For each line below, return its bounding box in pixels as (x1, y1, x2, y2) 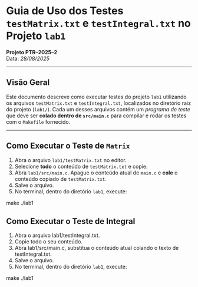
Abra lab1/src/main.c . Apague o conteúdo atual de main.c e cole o (14, 169, 178, 176)
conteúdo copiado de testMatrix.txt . (14, 175, 107, 182)
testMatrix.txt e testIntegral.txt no (6, 17, 191, 30)
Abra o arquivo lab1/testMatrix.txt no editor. (14, 156, 127, 163)
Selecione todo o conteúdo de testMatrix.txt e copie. (14, 163, 148, 170)
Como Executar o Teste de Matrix (6, 141, 131, 151)
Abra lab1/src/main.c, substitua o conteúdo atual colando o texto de (14, 245, 179, 252)
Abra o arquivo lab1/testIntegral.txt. (14, 232, 100, 239)
